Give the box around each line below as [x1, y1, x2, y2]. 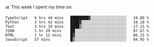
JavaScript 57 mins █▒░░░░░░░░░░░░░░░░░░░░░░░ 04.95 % [5, 37, 149, 42]
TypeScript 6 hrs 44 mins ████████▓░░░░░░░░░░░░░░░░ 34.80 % [5, 15, 149, 20]
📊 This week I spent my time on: [5, 4, 73, 10]
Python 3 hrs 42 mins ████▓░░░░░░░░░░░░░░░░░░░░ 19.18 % [5, 20, 149, 25]
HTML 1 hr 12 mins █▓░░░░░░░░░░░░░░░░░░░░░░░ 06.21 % [5, 33, 149, 38]
